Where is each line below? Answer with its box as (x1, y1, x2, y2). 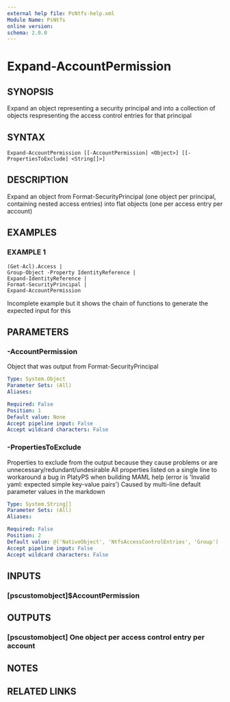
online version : (7, 23, 53, 30)
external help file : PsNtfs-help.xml (7, 10, 115, 17)
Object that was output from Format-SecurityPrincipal (7, 362, 159, 371)
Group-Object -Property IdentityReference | (7, 269, 136, 276)
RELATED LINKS (7, 686, 77, 697)
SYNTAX (7, 131, 46, 143)
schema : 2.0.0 (7, 29, 48, 36)
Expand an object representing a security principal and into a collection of (7, 104, 216, 113)
